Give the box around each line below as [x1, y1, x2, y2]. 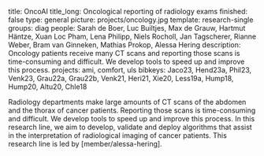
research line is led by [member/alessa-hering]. [8, 139, 163, 148]
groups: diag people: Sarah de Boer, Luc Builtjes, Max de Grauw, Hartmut [8, 24, 246, 32]
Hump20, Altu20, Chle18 [8, 82, 87, 91]
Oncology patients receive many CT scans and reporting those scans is [8, 49, 240, 58]
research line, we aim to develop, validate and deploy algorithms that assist [8, 122, 252, 132]
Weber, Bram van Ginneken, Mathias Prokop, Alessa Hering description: [8, 40, 241, 50]
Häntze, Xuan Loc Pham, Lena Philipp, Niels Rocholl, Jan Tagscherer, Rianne [8, 32, 257, 41]
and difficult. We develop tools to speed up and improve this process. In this [8, 114, 255, 123]
